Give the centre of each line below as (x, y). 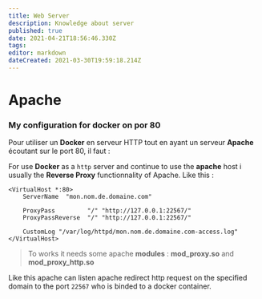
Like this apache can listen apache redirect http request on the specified (128, 278)
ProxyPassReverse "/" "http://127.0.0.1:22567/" (107, 218)
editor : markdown (37, 53)
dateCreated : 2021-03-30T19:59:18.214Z (75, 61)
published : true (35, 30)
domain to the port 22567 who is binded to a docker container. (110, 286)
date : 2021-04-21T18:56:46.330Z (62, 38)
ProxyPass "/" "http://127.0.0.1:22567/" (107, 211)
